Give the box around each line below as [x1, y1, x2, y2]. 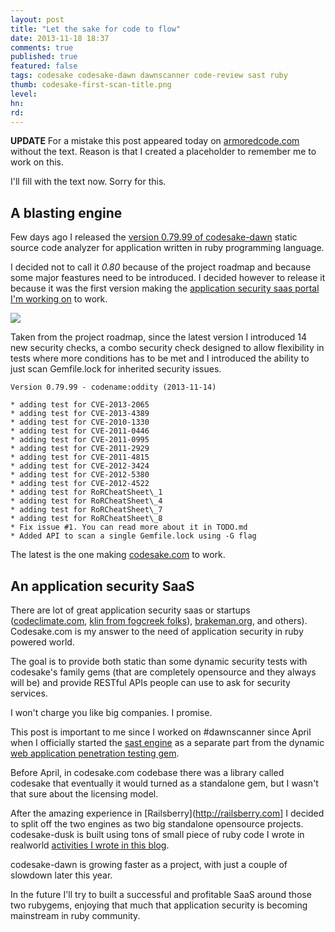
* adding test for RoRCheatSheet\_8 [10, 514, 163, 524]
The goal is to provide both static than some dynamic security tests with [10, 656, 308, 667]
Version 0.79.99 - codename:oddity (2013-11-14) [10, 382, 217, 393]
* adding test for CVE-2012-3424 [10, 461, 150, 471]
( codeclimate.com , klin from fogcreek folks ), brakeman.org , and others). [10, 615, 308, 626]
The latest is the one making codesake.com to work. [10, 549, 226, 561]
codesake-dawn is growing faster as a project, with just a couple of [10, 859, 288, 870]
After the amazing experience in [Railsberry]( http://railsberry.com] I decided [10, 807, 325, 819]
